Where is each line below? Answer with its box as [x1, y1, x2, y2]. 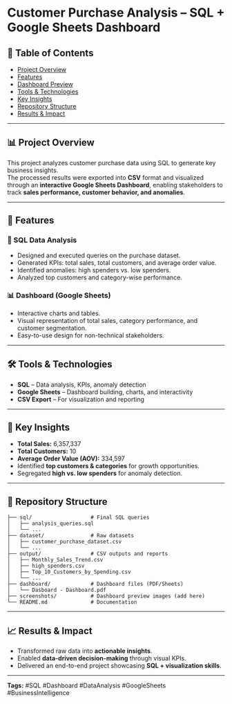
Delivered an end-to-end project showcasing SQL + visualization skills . [17, 662, 222, 670]
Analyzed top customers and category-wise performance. [17, 273, 183, 281]
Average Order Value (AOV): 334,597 [17, 454, 126, 463]
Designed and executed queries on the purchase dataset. [17, 251, 181, 259]
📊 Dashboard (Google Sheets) [7, 290, 111, 300]
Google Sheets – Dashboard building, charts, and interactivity [17, 387, 193, 396]
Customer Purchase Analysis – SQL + [7, 5, 225, 21]
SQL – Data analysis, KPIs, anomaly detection [17, 380, 146, 389]
